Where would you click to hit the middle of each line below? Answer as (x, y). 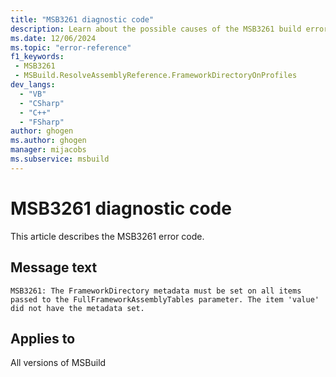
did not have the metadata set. (77, 308)
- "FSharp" (42, 122)
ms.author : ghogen (48, 141)
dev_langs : (33, 85)
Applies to (43, 338)
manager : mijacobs (48, 150)
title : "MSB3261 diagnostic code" (82, 19)
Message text (54, 267)
